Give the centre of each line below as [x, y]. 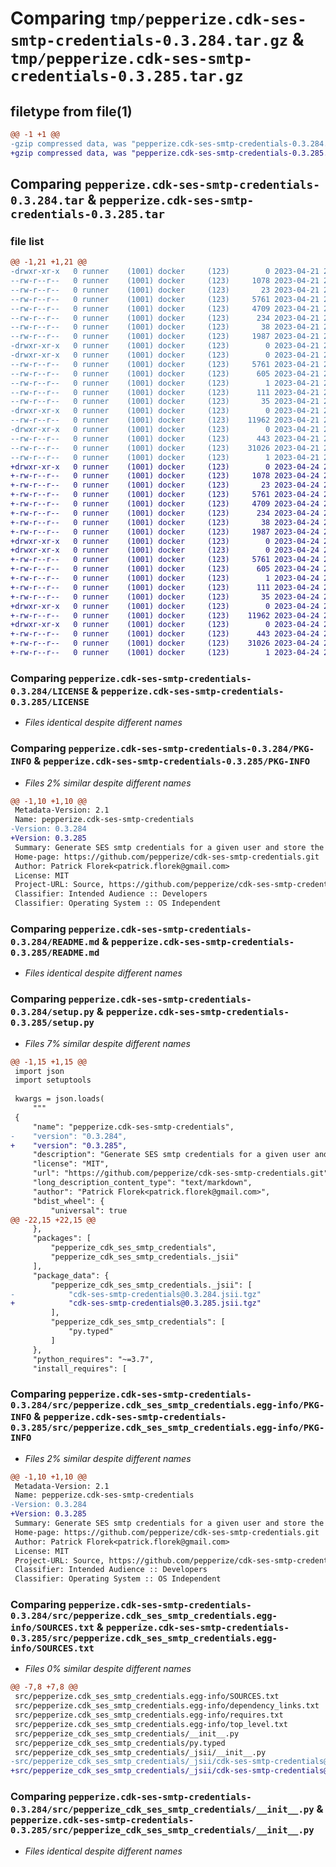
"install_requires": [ [80, 1368]
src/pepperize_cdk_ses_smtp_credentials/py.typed [120, 1743]
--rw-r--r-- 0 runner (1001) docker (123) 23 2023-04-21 [165, 290]
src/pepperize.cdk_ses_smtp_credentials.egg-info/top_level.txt [151, 1724]
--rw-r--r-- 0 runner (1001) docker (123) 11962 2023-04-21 [165, 420]
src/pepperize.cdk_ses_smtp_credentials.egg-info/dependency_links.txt [167, 1706]
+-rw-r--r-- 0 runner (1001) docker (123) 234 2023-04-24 [165, 513]
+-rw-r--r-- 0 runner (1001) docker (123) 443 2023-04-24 [165, 634]
